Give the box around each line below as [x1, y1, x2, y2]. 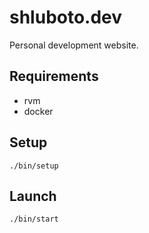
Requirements [9, 68, 99, 85]
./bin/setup [9, 161, 59, 171]
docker [23, 105, 54, 117]
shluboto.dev [9, 6, 123, 29]
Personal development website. [9, 39, 139, 51]
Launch [9, 187, 57, 205]
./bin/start [9, 214, 59, 225]
